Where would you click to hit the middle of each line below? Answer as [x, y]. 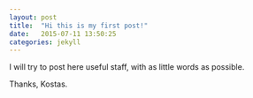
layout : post [33, 17]
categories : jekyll [45, 42]
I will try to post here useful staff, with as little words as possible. [127, 67]
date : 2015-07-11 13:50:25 [63, 34]
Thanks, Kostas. [38, 84]
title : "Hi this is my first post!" [79, 26]
